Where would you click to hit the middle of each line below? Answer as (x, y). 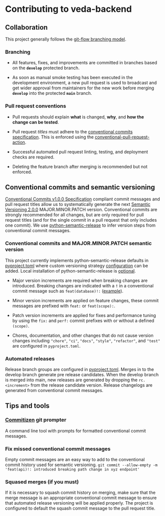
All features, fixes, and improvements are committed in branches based (85, 63)
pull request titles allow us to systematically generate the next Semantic (78, 204)
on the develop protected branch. (46, 68)
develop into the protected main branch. (52, 93)
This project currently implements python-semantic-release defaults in (77, 260)
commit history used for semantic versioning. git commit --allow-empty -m (81, 465)
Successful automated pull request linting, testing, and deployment (80, 152)
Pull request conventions (36, 106)
